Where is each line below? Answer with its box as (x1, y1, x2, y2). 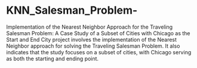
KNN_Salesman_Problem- (6, 4, 138, 17)
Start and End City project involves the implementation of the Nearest (6, 36, 177, 43)
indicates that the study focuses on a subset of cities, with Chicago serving (6, 48, 192, 55)
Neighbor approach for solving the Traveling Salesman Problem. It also (6, 42, 180, 50)
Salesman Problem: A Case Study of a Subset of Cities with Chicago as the (6, 29, 190, 36)
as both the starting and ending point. (6, 55, 99, 62)
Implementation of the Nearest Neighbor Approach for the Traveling (6, 23, 173, 30)
